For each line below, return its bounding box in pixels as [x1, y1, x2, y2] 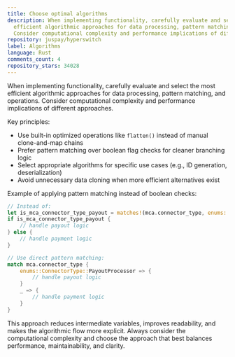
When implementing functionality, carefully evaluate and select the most [7, 81, 215, 90]
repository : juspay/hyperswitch [7, 36, 101, 43]
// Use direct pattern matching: [7, 254, 105, 261]
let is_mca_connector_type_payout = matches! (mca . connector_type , [7, 209, 205, 216]
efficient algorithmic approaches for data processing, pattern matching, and [7, 89, 226, 97]
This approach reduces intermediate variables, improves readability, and [7, 319, 216, 328]
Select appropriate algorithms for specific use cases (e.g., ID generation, [17, 160, 227, 169]
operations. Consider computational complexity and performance [7, 96, 196, 105]
